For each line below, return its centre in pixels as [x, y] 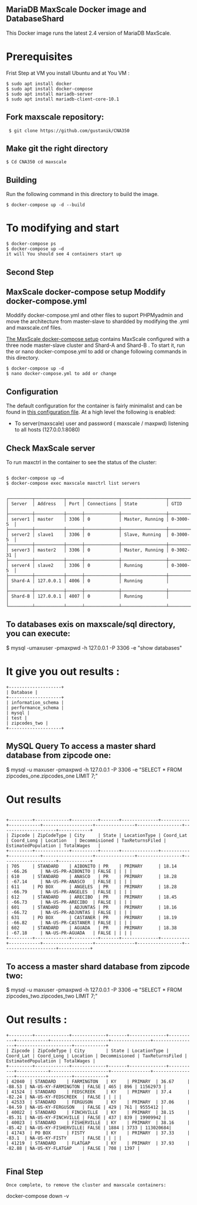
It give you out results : [63, 671]
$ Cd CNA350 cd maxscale [36, 162]
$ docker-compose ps [31, 244]
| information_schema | [35, 703]
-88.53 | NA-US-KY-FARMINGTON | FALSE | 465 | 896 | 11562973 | [86, 1087]
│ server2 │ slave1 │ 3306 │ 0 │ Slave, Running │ [87, 534]
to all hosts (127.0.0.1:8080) [47, 430]
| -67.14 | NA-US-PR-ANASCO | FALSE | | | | [69, 882]
